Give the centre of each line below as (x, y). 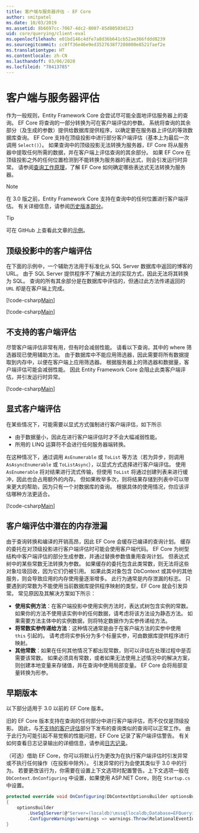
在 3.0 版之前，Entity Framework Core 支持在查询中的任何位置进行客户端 (95, 199)
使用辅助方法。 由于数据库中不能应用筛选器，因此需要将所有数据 (105, 355)
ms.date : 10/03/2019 (32, 23)
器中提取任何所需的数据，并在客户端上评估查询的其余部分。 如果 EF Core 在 (99, 152)
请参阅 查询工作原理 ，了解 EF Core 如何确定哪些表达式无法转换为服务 (102, 167)
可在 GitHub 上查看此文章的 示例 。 (47, 230)
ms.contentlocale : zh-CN (37, 56)
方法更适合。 (37, 494)
